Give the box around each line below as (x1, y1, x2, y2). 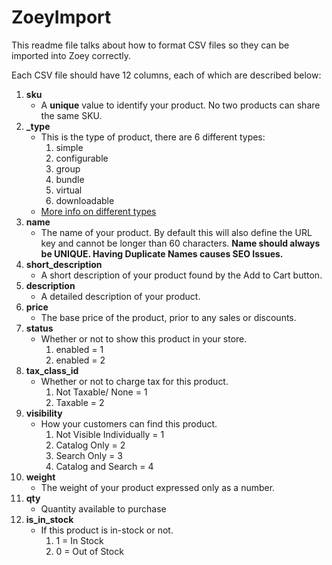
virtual (55, 184, 83, 196)
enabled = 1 (55, 343, 104, 355)
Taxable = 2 (55, 396, 105, 408)
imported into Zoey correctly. (11, 49, 131, 61)
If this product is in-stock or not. (40, 524, 174, 536)
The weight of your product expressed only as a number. (40, 481, 276, 493)
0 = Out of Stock (55, 545, 124, 557)
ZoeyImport (11, 6, 112, 29)
